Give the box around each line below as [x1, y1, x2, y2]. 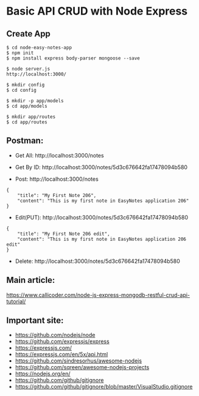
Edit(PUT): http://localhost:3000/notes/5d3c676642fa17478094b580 [15, 214, 189, 221]
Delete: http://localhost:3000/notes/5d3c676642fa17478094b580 [15, 257, 181, 265]
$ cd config [6, 87, 37, 93]
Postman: [6, 136, 44, 146]
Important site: [6, 315, 64, 326]
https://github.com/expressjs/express [15, 338, 110, 345]
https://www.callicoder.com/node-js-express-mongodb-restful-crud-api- [6, 291, 190, 299]
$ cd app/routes [6, 119, 47, 125]
